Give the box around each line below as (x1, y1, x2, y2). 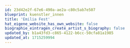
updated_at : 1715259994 (5, 35, 55, 40)
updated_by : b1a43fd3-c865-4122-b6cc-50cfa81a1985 (5, 30, 114, 35)
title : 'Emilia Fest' (5, 16, 51, 21)
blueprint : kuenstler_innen (5, 12, 64, 17)
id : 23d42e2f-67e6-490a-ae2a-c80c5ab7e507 (5, 7, 96, 12)
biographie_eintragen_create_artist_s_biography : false (5, 26, 125, 31)
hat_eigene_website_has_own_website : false (5, 21, 98, 26)
